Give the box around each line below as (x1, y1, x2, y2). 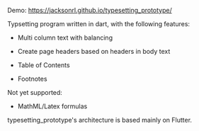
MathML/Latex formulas (17, 102, 88, 110)
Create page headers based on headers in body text (17, 47, 171, 55)
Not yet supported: (7, 89, 62, 96)
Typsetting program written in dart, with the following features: (7, 20, 190, 28)
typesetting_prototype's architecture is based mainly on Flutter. (7, 116, 193, 124)
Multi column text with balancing (17, 33, 113, 42)
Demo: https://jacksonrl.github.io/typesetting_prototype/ (7, 6, 172, 14)
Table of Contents (17, 61, 70, 69)
